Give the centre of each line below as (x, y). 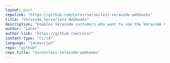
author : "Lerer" (22, 29)
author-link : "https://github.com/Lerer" (50, 34)
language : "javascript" (30, 43)
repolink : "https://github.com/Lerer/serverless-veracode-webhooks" (79, 15)
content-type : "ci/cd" (29, 39)
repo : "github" (21, 48)
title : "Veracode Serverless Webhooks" (47, 19)
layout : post (19, 10)
